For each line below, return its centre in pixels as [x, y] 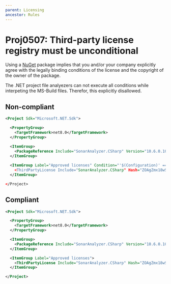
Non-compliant [30, 107]
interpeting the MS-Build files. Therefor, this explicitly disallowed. [74, 91]
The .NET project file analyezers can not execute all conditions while [77, 86]
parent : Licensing [25, 10]
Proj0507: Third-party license [69, 40]
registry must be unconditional [72, 51]
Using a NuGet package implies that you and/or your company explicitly [81, 65]
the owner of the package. [33, 76]
